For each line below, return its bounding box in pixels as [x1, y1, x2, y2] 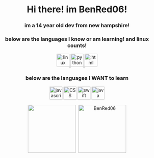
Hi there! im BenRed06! [27, 4, 127, 15]
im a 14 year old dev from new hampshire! [24, 22, 130, 29]
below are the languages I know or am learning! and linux [5, 36, 149, 43]
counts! [67, 42, 87, 49]
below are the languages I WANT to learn [25, 75, 129, 82]
